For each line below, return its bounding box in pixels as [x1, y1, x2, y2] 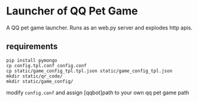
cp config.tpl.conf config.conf [6, 62, 87, 68]
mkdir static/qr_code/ [6, 73, 63, 79]
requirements [6, 41, 58, 52]
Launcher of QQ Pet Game [6, 4, 138, 18]
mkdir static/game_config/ [6, 78, 74, 85]
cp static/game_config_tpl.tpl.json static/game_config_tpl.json [6, 68, 172, 74]
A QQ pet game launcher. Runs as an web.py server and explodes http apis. [6, 24, 193, 31]
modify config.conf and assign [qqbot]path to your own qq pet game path [6, 89, 190, 96]
